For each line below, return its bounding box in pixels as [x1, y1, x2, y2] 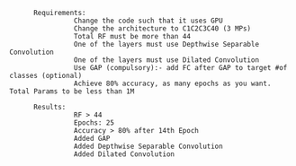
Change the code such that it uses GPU [73, 16, 223, 25]
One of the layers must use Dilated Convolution [73, 56, 259, 65]
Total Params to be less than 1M [9, 87, 135, 96]
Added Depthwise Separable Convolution [73, 142, 223, 151]
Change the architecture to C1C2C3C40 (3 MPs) [73, 24, 252, 33]
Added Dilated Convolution [73, 150, 175, 159]
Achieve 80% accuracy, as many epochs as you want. [73, 79, 272, 88]
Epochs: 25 [73, 118, 115, 127]
